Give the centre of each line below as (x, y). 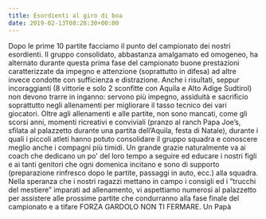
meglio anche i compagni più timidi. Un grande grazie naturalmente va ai (127, 147)
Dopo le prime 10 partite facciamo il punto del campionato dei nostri (119, 45)
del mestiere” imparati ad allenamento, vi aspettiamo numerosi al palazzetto (133, 190)
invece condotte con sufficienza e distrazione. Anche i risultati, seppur (124, 80)
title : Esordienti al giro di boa (66, 16)
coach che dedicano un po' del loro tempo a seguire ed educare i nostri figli (133, 155)
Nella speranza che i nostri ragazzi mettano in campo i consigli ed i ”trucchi (132, 181)
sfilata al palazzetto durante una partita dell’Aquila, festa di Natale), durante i (133, 130)
